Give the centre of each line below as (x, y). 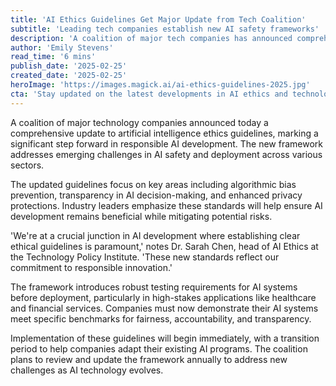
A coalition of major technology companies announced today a (139, 122)
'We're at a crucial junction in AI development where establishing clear (155, 235)
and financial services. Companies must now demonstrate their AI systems (164, 308)
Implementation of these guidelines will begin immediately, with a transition (165, 338)
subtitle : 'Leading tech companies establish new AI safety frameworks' (165, 29)
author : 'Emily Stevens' (62, 47)
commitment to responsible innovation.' (91, 267)
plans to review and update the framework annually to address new (149, 359)
